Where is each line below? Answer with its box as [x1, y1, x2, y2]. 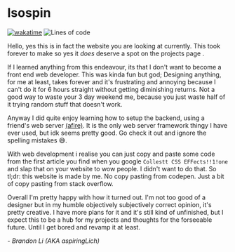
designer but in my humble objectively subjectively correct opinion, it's [7, 200, 212, 208]
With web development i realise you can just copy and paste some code [7, 150, 215, 158]
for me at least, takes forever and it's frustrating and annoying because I [7, 77, 216, 86]
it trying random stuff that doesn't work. [7, 100, 123, 108]
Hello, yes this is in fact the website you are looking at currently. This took [7, 41, 221, 50]
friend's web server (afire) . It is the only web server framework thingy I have [7, 121, 228, 129]
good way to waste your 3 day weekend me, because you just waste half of [7, 93, 226, 101]
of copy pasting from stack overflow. [7, 179, 114, 187]
